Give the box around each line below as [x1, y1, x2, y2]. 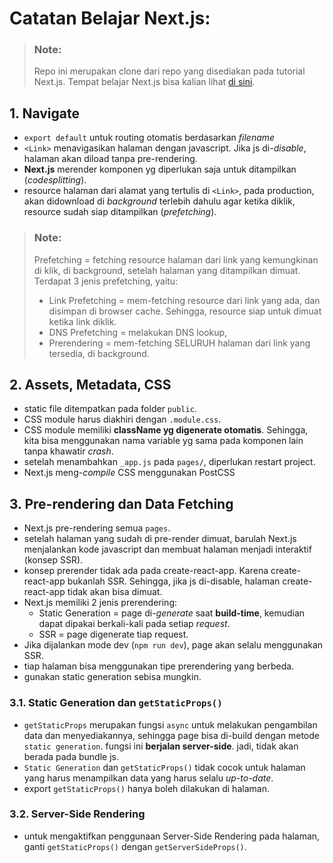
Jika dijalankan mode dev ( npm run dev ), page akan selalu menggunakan [23, 639, 324, 651]
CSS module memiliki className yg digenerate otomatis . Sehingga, [23, 424, 309, 436]
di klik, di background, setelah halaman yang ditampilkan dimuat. [33, 264, 301, 276]
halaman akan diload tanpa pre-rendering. [23, 153, 198, 165]
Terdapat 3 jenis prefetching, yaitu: [33, 275, 179, 287]
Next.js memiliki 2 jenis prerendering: [23, 597, 177, 609]
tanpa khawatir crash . [23, 445, 114, 457]
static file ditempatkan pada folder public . [23, 403, 197, 415]
